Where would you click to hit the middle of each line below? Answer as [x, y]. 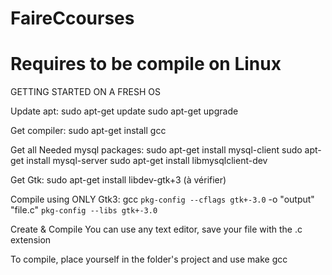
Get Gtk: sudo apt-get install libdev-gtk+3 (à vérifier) [118, 180]
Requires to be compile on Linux [146, 64]
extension [31, 240]
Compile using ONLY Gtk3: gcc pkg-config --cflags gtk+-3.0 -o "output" [162, 199]
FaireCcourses [72, 18]
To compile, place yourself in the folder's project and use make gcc [149, 259]
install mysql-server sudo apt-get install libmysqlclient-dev [147, 161]
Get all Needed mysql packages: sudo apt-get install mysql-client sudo [156, 150]
